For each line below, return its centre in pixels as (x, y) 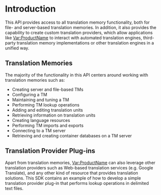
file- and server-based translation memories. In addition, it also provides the (81, 27)
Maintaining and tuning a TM (40, 100)
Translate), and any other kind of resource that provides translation (72, 173)
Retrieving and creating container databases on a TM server (72, 135)
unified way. (17, 48)
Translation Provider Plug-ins (50, 151)
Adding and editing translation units (47, 110)
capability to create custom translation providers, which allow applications (79, 32)
